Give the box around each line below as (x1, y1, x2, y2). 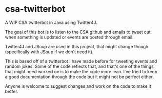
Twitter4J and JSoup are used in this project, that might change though (5, 43, 149, 49)
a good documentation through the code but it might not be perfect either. (5, 74, 154, 79)
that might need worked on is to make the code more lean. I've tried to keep (5, 68, 158, 74)
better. (5, 88, 19, 94)
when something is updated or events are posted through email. (5, 34, 134, 40)
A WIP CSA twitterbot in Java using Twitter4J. (5, 20, 98, 25)
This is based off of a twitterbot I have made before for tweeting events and (5, 58, 157, 64)
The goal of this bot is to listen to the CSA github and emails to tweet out (5, 29, 151, 35)
